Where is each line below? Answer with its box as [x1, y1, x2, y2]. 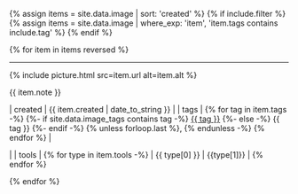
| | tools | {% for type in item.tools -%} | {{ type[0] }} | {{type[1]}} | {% [9, 150, 263, 159]
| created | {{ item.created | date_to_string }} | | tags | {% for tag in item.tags [9, 105, 287, 114]
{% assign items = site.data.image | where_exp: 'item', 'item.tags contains [9, 18, 278, 28]
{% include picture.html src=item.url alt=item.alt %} [9, 70, 198, 80]
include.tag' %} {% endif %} [9, 27, 113, 37]
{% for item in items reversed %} [9, 44, 129, 55]
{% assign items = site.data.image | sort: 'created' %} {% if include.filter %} [9, 9, 286, 19]
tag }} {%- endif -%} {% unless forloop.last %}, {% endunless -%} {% [9, 123, 265, 133]
